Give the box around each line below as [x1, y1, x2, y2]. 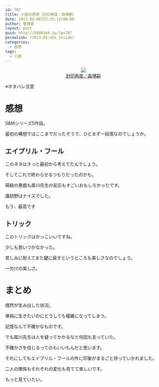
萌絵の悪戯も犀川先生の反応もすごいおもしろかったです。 [5, 183, 123, 189]
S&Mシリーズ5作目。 [5, 120, 48, 126]
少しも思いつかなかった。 [5, 244, 58, 250]
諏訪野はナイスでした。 [5, 193, 53, 199]
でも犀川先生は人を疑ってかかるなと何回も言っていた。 [5, 334, 118, 340]
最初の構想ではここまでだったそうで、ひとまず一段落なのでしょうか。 [5, 131, 149, 137]
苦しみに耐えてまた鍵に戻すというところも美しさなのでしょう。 [5, 255, 135, 261]
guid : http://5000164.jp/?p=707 [5, 30, 72, 35]
